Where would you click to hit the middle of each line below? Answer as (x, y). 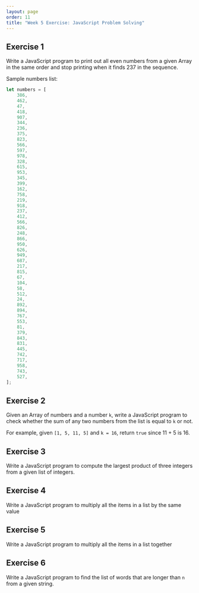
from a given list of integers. (41, 472)
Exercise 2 (26, 400)
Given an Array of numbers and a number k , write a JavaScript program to (97, 415)
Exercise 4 (26, 491)
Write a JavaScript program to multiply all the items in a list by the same (94, 505)
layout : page (22, 12)
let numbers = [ (26, 90)
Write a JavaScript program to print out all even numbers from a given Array (99, 61)
